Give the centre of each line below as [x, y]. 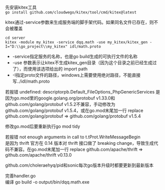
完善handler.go [20, 176]
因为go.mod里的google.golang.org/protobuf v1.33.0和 [60, 98]
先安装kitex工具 [21, 7]
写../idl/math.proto [31, 81]
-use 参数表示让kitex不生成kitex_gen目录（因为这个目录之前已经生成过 [84, 63]
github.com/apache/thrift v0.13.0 [39, 155]
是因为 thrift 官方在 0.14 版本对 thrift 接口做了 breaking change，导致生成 [80, 143]
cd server [15, 38]
